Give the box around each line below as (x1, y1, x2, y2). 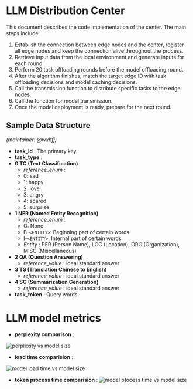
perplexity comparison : (14, 330, 74, 338)
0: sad (23, 172, 39, 180)
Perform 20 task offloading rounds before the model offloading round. (14, 66, 184, 73)
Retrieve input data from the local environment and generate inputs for (14, 53, 185, 60)
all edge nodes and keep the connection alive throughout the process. (14, 47, 184, 54)
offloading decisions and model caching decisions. (14, 78, 137, 86)
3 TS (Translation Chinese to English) (14, 266, 107, 273)
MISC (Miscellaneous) (23, 247, 77, 254)
